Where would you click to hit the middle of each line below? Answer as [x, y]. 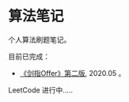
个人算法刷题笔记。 [40, 40]
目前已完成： [29, 56]
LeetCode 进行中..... [41, 90]
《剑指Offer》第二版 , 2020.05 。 [72, 73]
